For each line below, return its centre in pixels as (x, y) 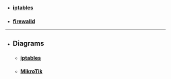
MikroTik (31, 71)
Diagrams (28, 43)
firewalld (24, 21)
